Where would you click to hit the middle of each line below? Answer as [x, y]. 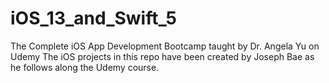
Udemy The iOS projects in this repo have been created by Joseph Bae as [162, 56]
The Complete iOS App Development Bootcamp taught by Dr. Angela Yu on [165, 46]
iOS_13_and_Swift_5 [93, 18]
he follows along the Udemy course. [85, 67]
